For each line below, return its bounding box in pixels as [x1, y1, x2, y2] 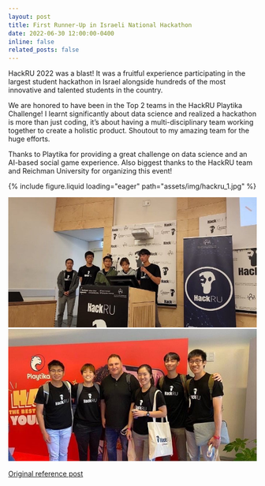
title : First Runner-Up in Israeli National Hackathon [8, 21, 192, 29]
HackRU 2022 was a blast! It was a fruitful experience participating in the [8, 69, 246, 78]
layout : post [8, 13, 51, 21]
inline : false [8, 38, 55, 46]
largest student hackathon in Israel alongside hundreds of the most [8, 77, 226, 87]
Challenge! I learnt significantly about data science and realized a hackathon [8, 109, 257, 118]
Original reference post [8, 469, 84, 478]
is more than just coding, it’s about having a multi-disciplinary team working [8, 118, 254, 127]
